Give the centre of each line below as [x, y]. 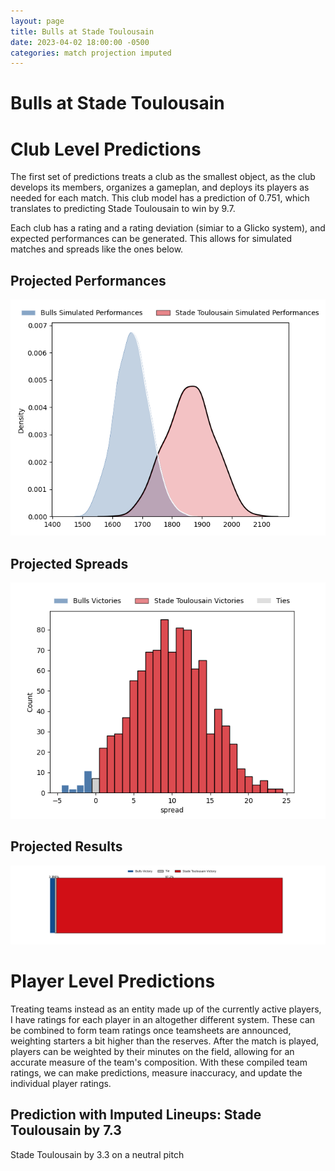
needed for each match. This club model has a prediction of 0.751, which [160, 198]
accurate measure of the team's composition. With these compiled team [159, 1062]
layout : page [37, 21]
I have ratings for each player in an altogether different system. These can [163, 1019]
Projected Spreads [69, 563]
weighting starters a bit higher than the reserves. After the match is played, [165, 1041]
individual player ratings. [61, 1083]
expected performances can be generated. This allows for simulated [151, 239]
